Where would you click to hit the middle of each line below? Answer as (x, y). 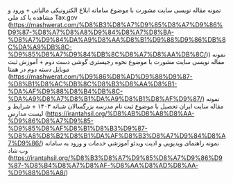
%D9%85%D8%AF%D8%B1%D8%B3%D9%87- (78, 128)
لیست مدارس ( (28, 113)
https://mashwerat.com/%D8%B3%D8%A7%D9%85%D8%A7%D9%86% (116, 25)
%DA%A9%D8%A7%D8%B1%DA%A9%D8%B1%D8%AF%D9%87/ (105, 99)
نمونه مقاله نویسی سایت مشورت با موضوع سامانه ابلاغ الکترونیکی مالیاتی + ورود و (114, 10)
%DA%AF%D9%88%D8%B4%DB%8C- (66, 91)
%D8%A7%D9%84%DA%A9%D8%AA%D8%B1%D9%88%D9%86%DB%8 (117, 40)
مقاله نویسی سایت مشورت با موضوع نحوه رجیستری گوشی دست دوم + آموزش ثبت (116, 62)
